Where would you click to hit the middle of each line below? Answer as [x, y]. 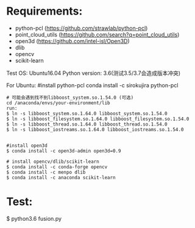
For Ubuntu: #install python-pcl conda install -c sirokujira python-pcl [92, 85]
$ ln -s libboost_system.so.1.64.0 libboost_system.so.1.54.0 [87, 113]
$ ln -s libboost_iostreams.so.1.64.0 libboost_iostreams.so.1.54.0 [95, 129]
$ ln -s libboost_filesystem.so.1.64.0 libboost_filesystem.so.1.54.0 [98, 119]
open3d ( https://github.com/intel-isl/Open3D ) [72, 41]
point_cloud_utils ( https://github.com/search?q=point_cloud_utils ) [97, 34]
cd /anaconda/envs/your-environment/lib [58, 103]
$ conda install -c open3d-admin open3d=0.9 [64, 151]
